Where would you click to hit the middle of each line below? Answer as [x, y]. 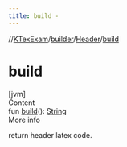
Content [22, 103]
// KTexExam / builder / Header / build [63, 39]
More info [25, 120]
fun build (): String [37, 111]
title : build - [34, 16]
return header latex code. [50, 135]
